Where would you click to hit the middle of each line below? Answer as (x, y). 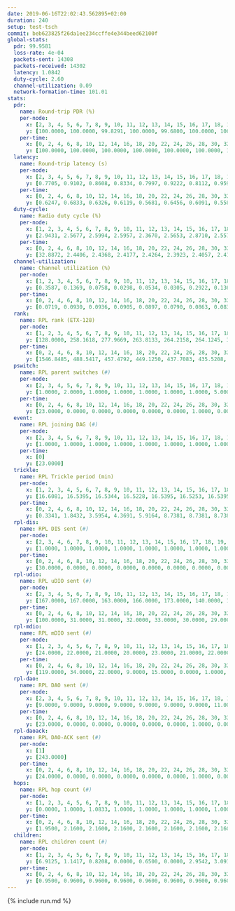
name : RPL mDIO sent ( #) (56, 633)
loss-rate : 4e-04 (39, 53)
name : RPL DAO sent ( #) (55, 685)
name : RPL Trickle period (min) (67, 477)
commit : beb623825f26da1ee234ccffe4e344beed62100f (83, 33)
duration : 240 (28, 20)
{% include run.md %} (39, 901)
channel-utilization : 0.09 (53, 86)
